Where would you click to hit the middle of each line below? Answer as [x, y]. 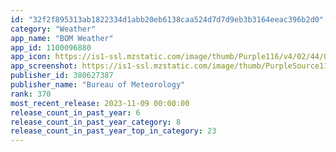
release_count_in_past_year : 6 [75, 112]
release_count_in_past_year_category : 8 [96, 122]
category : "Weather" [53, 29]
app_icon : [31, 57]
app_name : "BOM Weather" [62, 38]
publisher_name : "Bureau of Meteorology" [98, 85]
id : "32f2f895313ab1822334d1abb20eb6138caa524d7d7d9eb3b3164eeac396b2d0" [167, 19]
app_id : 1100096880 [51, 47]
